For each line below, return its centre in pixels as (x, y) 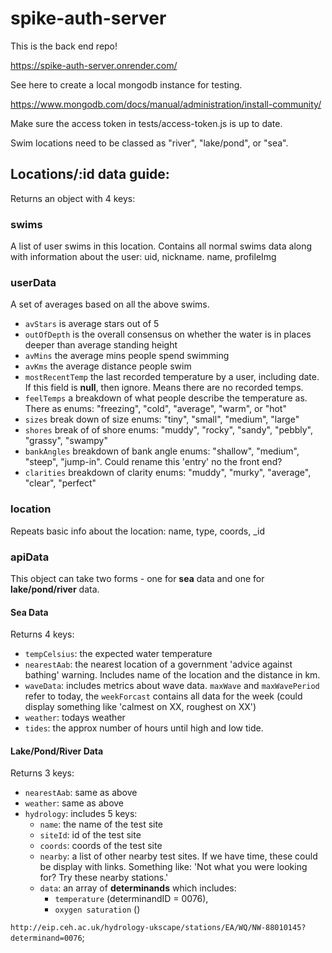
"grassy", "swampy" (66, 441)
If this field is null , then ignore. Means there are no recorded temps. (164, 388)
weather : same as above (74, 803)
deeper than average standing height (101, 345)
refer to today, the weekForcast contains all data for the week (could (163, 696)
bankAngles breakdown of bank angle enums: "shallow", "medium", (162, 451)
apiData (30, 557)
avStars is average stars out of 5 (92, 324)
